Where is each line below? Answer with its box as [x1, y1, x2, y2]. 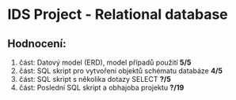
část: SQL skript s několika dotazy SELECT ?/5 [18, 75, 171, 83]
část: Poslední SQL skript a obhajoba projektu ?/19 [18, 83, 185, 92]
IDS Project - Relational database [7, 6, 229, 24]
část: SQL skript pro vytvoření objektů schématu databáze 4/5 [18, 66, 223, 76]
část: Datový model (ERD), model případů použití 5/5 [18, 57, 192, 67]
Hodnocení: [7, 37, 67, 50]
